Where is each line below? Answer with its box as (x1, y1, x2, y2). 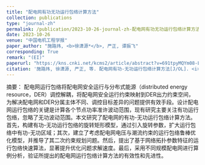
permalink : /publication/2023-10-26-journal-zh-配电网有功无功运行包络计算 (6, 26, 191, 32)
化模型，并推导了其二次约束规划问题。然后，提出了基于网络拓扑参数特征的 (6, 137, 193, 144)
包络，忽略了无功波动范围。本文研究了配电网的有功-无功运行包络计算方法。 (6, 114, 196, 121)
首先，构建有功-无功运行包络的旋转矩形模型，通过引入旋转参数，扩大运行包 (6, 122, 196, 129)
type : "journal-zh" (6, 20, 56, 26)
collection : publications (6, 15, 72, 21)
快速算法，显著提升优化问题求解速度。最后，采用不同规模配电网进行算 (22, 144, 199, 152)
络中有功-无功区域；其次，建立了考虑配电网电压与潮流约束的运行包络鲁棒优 (6, 129, 196, 136)
